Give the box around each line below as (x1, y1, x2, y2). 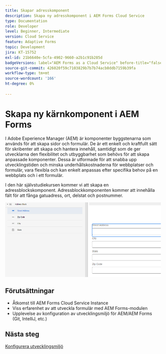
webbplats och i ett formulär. (5, 172, 64, 178)
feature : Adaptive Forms (5, 40, 56, 45)
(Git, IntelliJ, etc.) (12, 315, 47, 322)
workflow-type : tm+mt (5, 71, 50, 76)
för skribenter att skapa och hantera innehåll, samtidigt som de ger (5, 146, 141, 152)
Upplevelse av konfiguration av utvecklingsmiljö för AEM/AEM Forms (12, 310, 152, 316)
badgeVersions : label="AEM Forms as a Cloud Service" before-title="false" (5, 60, 165, 65)
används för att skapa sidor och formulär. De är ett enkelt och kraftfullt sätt (5, 140, 157, 146)
